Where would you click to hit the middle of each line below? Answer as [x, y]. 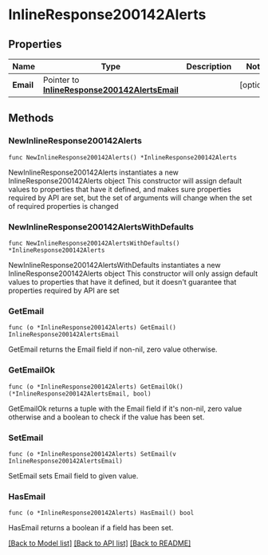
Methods [31, 118]
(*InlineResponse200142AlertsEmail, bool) [80, 394]
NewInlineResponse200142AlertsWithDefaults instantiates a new [114, 265]
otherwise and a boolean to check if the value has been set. [106, 417]
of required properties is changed [63, 206]
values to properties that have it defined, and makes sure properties [120, 189]
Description [209, 67]
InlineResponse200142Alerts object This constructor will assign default [125, 180]
